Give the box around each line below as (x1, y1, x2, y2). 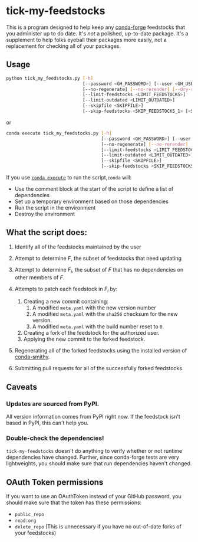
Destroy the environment (14, 211, 75, 217)
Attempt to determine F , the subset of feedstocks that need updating (14, 254, 181, 262)
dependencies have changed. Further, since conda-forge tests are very (6, 453, 180, 461)
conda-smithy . (14, 353, 50, 361)
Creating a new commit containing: (23, 298, 109, 305)
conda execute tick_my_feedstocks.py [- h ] (6, 130, 112, 136)
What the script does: (6, 227, 87, 237)
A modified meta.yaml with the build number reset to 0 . (32, 323, 164, 330)
